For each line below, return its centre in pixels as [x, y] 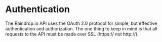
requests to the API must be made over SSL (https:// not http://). [72, 34]
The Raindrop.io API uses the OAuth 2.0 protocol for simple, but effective [81, 23]
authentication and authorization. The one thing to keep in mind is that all [81, 28]
